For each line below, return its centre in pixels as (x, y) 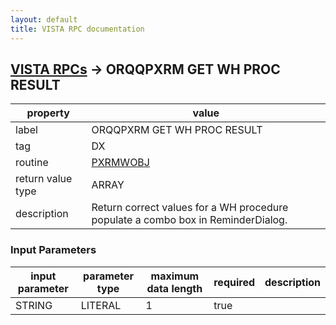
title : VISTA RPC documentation (77, 29)
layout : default (44, 19)
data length (174, 288)
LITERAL (101, 305)
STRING (34, 305)
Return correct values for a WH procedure (190, 208)
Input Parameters (53, 250)
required (234, 282)
